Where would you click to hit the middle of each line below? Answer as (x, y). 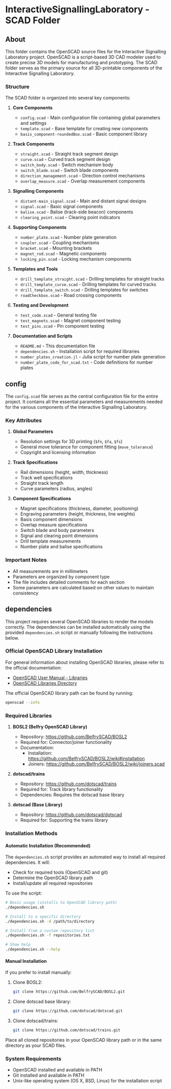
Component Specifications (42, 499)
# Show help (18, 945)
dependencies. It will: (28, 862)
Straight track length (42, 483)
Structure (17, 87)
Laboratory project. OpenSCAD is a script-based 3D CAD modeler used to (83, 57)
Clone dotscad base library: (42, 1002)
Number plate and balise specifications (62, 547)
